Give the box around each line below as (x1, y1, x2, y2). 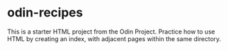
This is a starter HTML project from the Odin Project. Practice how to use (7, 27, 216, 36)
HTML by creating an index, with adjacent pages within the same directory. (7, 34, 222, 42)
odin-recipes (7, 5, 83, 21)
